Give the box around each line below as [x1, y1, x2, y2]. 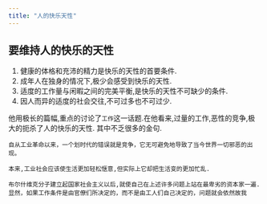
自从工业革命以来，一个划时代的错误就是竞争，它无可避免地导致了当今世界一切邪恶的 [8, 141, 247, 149]
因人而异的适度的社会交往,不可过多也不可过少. [19, 96, 172, 106]
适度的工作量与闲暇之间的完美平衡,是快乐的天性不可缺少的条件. [19, 86, 229, 96]
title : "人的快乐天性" [8, 11, 77, 20]
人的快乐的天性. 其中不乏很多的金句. [42, 124, 163, 133]
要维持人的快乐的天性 [8, 43, 114, 57]
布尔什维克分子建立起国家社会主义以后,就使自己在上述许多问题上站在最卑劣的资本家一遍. [8, 181, 261, 189]
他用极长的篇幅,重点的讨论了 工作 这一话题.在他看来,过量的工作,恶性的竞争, [8, 113, 249, 123]
